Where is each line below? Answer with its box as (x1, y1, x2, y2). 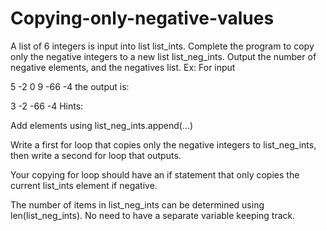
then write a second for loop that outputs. (10, 149, 182, 161)
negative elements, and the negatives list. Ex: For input (10, 61, 236, 73)
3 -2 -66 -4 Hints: (10, 100, 84, 112)
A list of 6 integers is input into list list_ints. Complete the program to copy (10, 40, 315, 52)
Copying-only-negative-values (10, 7, 275, 30)
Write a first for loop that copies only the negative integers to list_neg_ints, (10, 138, 317, 151)
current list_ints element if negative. (10, 179, 158, 191)
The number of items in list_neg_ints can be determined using (10, 198, 265, 211)
